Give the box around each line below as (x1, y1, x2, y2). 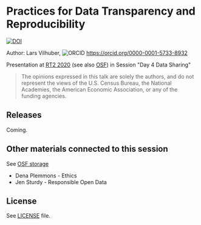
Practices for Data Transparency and (6, 4, 196, 18)
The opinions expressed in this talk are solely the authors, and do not (21, 73, 194, 80)
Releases (6, 110, 42, 120)
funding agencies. (21, 92, 67, 99)
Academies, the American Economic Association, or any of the (21, 85, 178, 93)
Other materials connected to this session (6, 144, 168, 154)
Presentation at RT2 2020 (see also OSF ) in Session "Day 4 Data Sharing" (6, 61, 191, 68)
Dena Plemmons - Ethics (15, 172, 77, 179)
